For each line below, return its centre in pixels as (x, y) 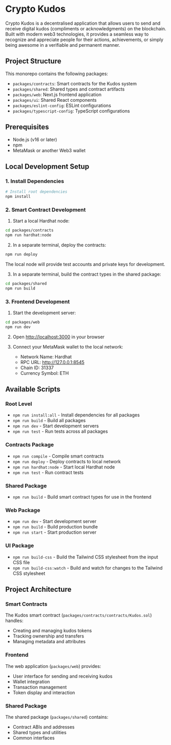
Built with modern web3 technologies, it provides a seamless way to (77, 34)
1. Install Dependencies (35, 181)
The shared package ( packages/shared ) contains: (57, 717)
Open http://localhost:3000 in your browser (59, 337)
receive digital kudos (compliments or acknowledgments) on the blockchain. (86, 28)
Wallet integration (31, 681)
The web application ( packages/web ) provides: (53, 666)
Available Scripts (33, 389)
